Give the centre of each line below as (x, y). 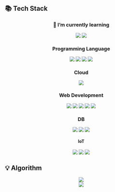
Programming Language (81, 49)
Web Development (81, 95)
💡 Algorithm (23, 168)
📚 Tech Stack (26, 9)
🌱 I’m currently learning (81, 25)
